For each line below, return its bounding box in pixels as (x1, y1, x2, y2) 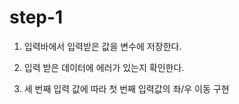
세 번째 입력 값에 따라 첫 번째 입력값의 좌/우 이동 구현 (23, 82, 230, 95)
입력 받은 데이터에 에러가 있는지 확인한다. (23, 61, 185, 73)
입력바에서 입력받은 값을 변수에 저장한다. (23, 40, 182, 52)
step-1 (9, 6, 64, 29)
